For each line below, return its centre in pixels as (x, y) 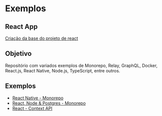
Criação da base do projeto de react (42, 38)
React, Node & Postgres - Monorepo (49, 103)
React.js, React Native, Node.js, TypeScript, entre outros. (63, 70)
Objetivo (18, 54)
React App (21, 27)
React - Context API (32, 108)
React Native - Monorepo (38, 98)
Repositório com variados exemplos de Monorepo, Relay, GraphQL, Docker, (81, 65)
